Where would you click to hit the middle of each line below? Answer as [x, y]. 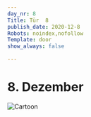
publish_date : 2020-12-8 [44, 27]
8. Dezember [45, 87]
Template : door [30, 40]
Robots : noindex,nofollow [45, 33]
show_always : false [36, 46]
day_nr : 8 [22, 14]
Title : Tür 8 [28, 20]
